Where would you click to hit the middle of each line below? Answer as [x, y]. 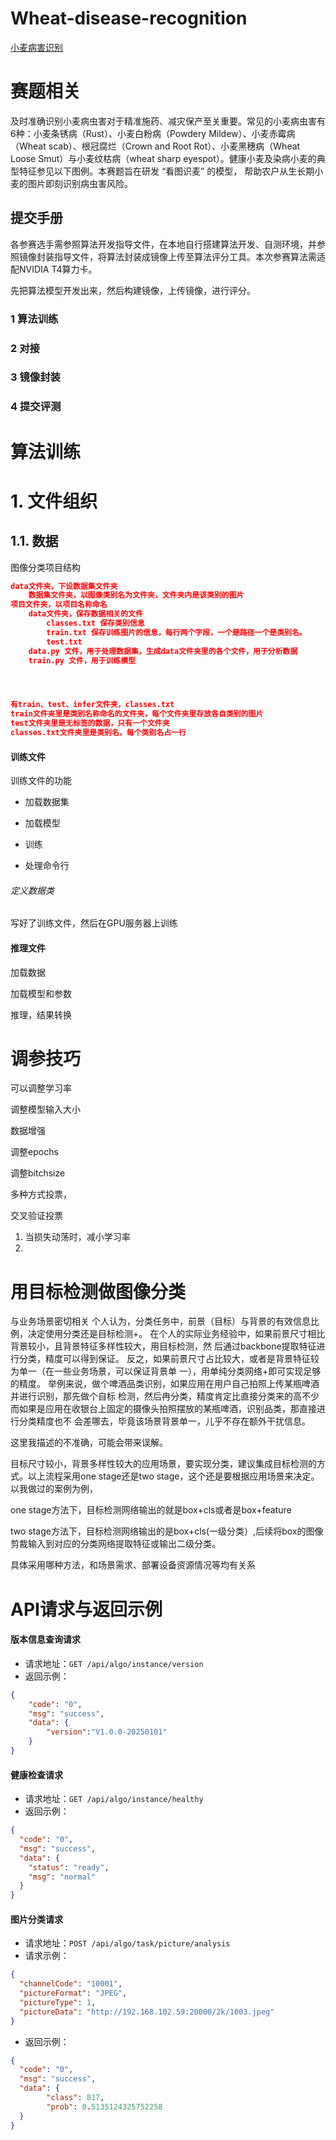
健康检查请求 [36, 1774]
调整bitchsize [38, 1173]
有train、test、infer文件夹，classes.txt [92, 705]
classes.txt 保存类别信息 [95, 623]
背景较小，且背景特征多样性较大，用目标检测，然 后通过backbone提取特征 [163, 1346]
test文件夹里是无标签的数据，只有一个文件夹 [90, 723]
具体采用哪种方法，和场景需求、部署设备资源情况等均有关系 [133, 1565]
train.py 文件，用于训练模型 [82, 660]
